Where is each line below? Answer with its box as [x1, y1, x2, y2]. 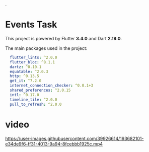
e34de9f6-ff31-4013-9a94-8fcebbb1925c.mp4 [5, 140, 103, 147]
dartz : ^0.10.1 [10, 64, 42, 69]
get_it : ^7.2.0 [10, 79, 42, 84]
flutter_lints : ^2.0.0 [10, 55, 57, 60]
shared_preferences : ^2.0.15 [10, 88, 71, 93]
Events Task [5, 19, 57, 30]
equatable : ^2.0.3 [10, 69, 49, 74]
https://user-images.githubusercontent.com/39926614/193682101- [5, 135, 144, 141]
